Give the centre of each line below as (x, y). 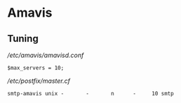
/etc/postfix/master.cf (39, 81)
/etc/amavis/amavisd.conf (46, 55)
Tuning (23, 39)
